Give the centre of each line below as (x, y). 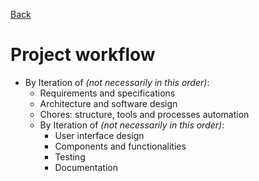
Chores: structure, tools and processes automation (144, 114)
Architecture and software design (108, 103)
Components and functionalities (120, 146)
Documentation (86, 167)
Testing (70, 156)
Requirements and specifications (107, 93)
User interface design (99, 135)
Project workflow (83, 55)
